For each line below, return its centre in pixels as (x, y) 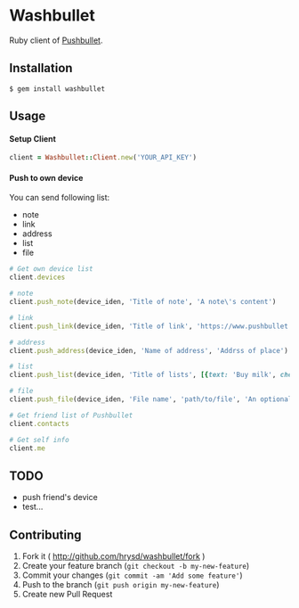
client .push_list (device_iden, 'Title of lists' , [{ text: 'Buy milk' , (143, 375)
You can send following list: (60, 198)
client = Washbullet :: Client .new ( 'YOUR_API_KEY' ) (103, 158)
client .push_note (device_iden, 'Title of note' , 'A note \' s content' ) (143, 302)
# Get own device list (51, 269)
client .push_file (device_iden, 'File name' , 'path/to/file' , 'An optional (151, 399)
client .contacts (39, 423)
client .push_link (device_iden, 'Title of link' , (101, 326)
